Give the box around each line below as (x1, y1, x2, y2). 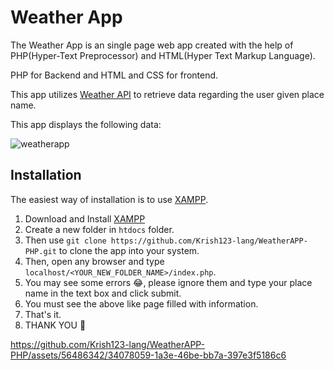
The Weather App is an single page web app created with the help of (10, 39, 294, 51)
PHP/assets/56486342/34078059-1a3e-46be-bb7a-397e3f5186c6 (10, 349, 287, 361)
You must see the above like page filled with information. (24, 297, 259, 310)
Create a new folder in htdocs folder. (24, 223, 175, 235)
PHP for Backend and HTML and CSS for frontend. (10, 69, 219, 81)
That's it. (24, 308, 62, 320)
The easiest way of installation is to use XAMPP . (10, 193, 209, 205)
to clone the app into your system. (58, 244, 200, 256)
